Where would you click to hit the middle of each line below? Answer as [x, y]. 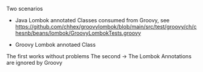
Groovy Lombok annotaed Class [55, 45]
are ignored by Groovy [34, 63]
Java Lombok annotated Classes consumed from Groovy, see [92, 20]
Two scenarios [25, 9]
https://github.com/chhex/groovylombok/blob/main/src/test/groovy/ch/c [106, 27]
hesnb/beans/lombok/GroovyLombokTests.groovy [78, 33]
